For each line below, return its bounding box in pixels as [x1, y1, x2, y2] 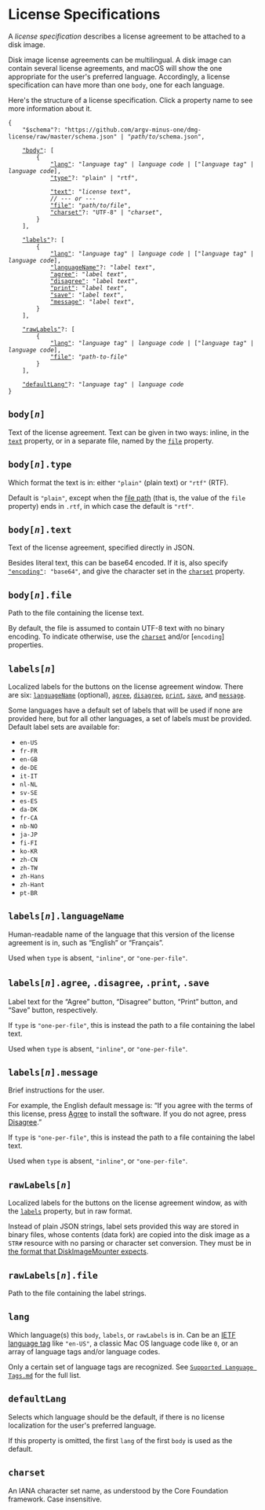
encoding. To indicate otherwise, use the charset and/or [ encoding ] [8, 632, 225, 642]
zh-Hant [19, 881, 45, 889]
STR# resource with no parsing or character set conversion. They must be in [8, 1239, 252, 1248]
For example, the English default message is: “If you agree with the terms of [8, 1101, 253, 1110]
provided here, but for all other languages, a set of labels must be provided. [8, 714, 252, 723]
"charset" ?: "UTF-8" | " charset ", [49, 208, 163, 216]
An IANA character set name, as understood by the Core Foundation [8, 1486, 229, 1495]
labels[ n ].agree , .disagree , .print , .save [8, 976, 210, 989]
